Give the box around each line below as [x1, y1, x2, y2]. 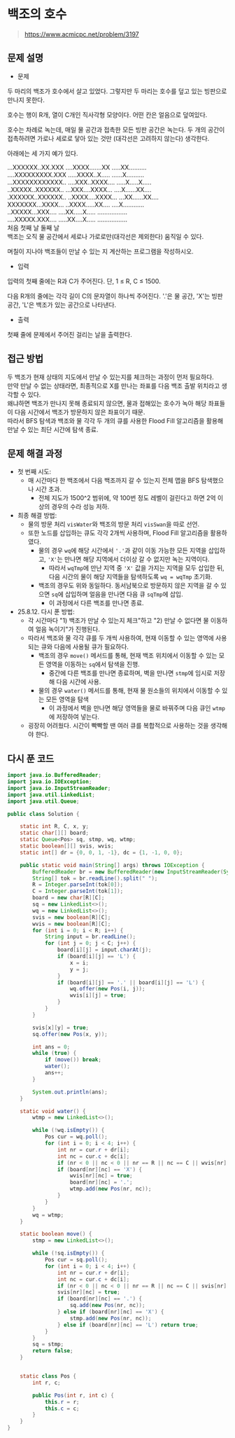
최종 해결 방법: [17, 511, 57, 520]
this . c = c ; [44, 1405, 80, 1412]
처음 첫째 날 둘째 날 [7, 223, 59, 232]
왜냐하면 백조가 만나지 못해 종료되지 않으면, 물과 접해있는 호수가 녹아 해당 [7, 399, 207, 407]
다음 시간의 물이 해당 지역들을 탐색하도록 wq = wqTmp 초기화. [48, 572, 213, 581]
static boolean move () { [20, 1231, 92, 1238]
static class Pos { [20, 1373, 77, 1380]
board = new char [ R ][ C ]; [32, 894, 105, 901]
